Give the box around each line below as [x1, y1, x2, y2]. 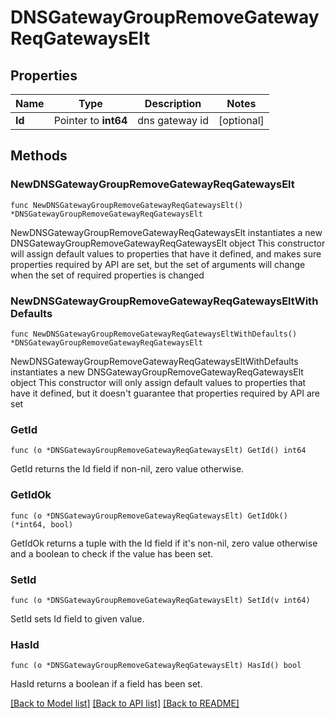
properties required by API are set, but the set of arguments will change [10, 258, 306, 270]
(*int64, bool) [10, 519, 74, 530]
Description [144, 97, 202, 110]
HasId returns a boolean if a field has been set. [10, 678, 203, 690]
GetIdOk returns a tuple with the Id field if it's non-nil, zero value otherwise [10, 537, 318, 549]
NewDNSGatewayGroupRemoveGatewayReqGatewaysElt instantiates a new [10, 226, 323, 238]
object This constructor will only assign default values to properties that [10, 376, 307, 388]
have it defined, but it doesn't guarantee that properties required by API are [10, 387, 320, 399]
